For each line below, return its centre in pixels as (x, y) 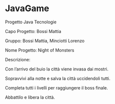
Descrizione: (18, 59)
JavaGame (27, 9)
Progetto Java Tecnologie (31, 22)
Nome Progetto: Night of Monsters (40, 50)
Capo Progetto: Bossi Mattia (33, 31)
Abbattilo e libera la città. (30, 97)
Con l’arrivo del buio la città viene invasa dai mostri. (57, 69)
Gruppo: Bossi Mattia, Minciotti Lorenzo (45, 41)
